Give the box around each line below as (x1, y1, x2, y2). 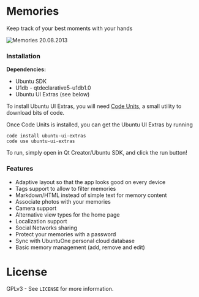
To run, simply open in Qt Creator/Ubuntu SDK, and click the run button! (6, 149, 188, 156)
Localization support (15, 217, 67, 225)
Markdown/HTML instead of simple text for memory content (15, 191, 167, 199)
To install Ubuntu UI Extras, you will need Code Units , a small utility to (6, 102, 182, 110)
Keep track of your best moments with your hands (6, 25, 133, 32)
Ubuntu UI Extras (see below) (15, 91, 90, 98)
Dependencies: (6, 66, 47, 73)
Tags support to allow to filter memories (15, 185, 116, 192)
